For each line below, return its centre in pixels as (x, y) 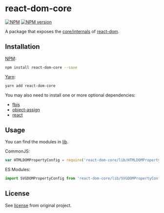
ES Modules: (18, 170)
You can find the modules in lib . (37, 142)
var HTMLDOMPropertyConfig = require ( (44, 160)
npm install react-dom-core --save (41, 67)
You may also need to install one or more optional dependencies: (70, 95)
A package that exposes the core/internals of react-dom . (62, 31)
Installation (22, 47)
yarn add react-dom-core (30, 86)
